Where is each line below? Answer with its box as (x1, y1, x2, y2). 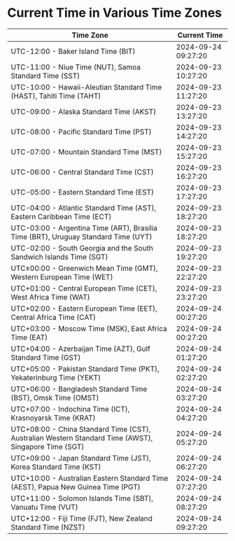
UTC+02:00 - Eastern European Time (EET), (10, 303, 157, 313)
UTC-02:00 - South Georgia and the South (10, 243, 154, 253)
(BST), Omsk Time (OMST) (10, 393, 99, 402)
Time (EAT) (10, 332, 48, 342)
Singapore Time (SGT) (10, 442, 85, 451)
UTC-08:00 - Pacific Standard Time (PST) (10, 127, 152, 136)
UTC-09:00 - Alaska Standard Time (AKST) (10, 106, 157, 116)
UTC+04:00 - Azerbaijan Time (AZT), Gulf (10, 344, 150, 353)
